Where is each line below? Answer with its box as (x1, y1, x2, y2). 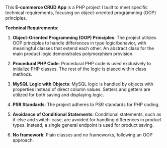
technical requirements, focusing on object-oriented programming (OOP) (5, 10, 156, 16)
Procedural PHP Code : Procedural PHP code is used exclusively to (12, 61, 151, 66)
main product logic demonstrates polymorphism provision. (12, 51, 134, 57)
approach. (12, 137, 34, 143)
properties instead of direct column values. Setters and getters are (12, 86, 151, 92)
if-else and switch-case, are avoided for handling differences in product (12, 117, 162, 123)
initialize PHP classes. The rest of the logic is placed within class (12, 66, 147, 72)
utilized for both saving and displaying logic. (12, 92, 104, 97)
